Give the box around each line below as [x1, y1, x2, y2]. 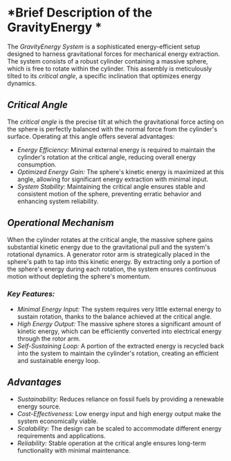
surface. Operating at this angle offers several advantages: [7, 132, 175, 140]
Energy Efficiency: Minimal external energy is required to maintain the [17, 145, 216, 153]
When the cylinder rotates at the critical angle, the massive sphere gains [7, 235, 213, 243]
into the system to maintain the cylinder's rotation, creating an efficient [17, 349, 219, 357]
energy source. [17, 402, 61, 411]
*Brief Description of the [7, 5, 153, 21]
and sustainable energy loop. [17, 356, 100, 364]
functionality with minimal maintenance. [17, 446, 131, 454]
